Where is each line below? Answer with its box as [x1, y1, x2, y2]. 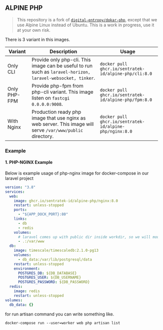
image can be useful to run [31, 62, 93, 69]
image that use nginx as [31, 114, 86, 121]
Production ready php [31, 108, 81, 115]
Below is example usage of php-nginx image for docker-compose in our [5, 170, 149, 176]
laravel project [5, 175, 34, 181]
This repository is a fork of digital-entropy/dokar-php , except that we [16, 17, 158, 22]
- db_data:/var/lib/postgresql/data [17, 257, 92, 262]
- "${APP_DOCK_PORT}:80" [17, 212, 68, 217]
